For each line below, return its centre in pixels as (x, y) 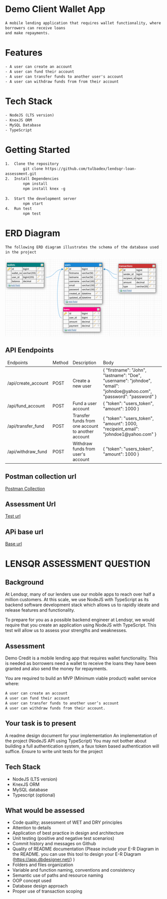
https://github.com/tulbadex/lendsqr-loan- (91, 169)
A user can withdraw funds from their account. (55, 708)
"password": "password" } (129, 396)
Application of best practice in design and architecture (68, 833)
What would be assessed (45, 811)
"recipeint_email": (121, 429)
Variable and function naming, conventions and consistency (74, 870)
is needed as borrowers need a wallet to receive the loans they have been (81, 663)
